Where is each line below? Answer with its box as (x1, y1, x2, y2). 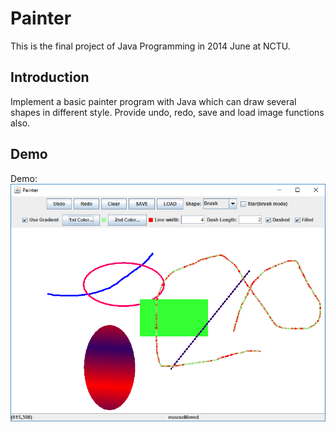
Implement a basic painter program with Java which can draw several (10, 95, 297, 107)
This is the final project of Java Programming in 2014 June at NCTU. (10, 40, 291, 52)
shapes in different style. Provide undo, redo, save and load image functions (10, 106, 325, 118)
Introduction (10, 69, 90, 86)
